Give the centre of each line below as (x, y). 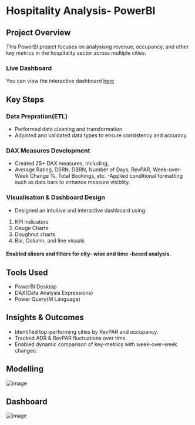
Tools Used (27, 272)
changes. (26, 350)
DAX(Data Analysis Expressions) (54, 293)
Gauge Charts (31, 228)
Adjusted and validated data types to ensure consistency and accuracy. (101, 135)
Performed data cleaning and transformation (68, 129)
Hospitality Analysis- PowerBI (81, 11)
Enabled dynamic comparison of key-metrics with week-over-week (96, 344)
